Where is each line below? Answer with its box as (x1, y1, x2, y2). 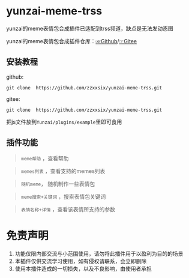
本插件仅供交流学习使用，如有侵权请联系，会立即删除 (14, 257, 147, 265)
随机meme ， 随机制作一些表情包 (20, 180, 95, 187)
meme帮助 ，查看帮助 (20, 154, 69, 162)
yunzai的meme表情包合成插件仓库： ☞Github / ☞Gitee (6, 37, 137, 44)
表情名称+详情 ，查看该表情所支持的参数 (20, 205, 116, 213)
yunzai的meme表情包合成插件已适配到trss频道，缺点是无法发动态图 (6, 25, 173, 32)
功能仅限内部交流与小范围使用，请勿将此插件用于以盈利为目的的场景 (14, 250, 184, 257)
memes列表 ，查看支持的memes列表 (20, 167, 106, 175)
